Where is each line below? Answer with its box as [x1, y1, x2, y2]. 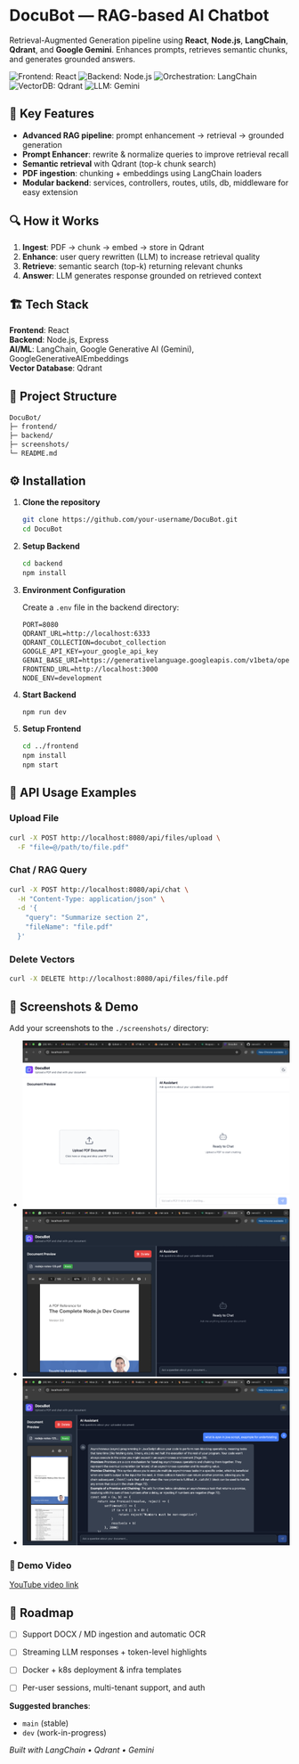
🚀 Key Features [9, 106, 95, 121]
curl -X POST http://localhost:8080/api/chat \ [9, 885, 190, 894]
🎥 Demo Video [9, 1559, 72, 1572]
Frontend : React [9, 325, 69, 336]
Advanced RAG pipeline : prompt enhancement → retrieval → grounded [21, 130, 285, 141]
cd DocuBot [21, 524, 63, 533]
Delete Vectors [9, 953, 76, 965]
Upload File [9, 812, 60, 825]
